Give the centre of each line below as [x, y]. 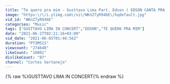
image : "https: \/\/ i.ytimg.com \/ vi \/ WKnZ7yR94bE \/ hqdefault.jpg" [76, 15]
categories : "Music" [27, 24]
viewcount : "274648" [27, 48]
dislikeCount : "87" [26, 57]
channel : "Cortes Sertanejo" [36, 62]
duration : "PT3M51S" [27, 43]
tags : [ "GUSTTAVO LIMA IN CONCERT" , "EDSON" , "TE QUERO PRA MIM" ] [75, 29]
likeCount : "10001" [26, 52]
